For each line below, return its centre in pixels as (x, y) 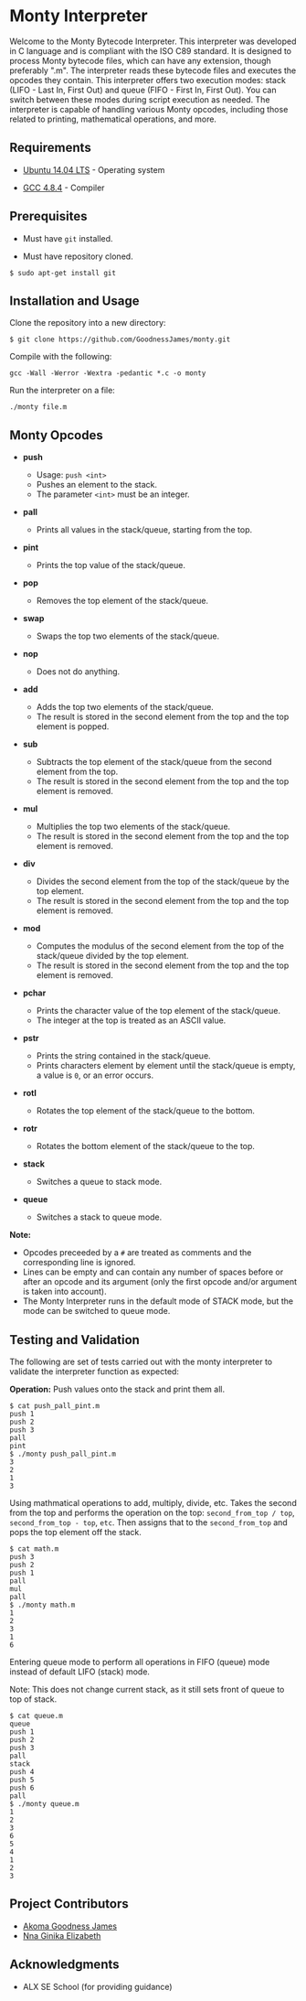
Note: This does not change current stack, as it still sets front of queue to (147, 1689)
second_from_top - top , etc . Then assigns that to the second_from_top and (148, 1522)
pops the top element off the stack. (75, 1532)
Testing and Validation (74, 1340)
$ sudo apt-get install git (63, 273)
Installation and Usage (74, 301)
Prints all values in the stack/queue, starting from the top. (144, 530)
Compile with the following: (61, 357)
